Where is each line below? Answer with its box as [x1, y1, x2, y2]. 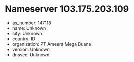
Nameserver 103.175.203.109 [5, 3, 129, 15]
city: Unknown [12, 30, 42, 36]
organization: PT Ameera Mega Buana [12, 41, 91, 47]
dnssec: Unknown [12, 51, 50, 58]
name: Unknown [12, 25, 46, 31]
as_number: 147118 [12, 20, 51, 26]
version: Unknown [12, 46, 50, 52]
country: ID [12, 36, 36, 42]
